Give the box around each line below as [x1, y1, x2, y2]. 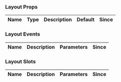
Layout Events [5, 31, 41, 38]
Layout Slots [5, 58, 36, 65]
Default [76, 16, 95, 23]
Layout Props [5, 3, 38, 10]
